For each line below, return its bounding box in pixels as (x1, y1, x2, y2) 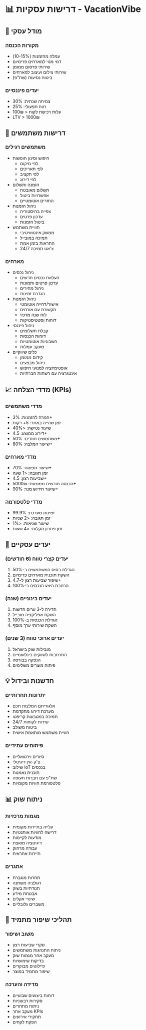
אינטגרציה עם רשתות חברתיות (19, 370, 77, 376)
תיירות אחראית (12, 850, 41, 856)
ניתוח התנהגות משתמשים (12, 947, 61, 953)
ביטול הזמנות (19, 219, 45, 225)
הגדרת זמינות (19, 291, 45, 297)
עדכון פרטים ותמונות (19, 280, 58, 286)
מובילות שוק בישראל (12, 646, 51, 652)
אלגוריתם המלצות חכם (12, 703, 55, 709)
